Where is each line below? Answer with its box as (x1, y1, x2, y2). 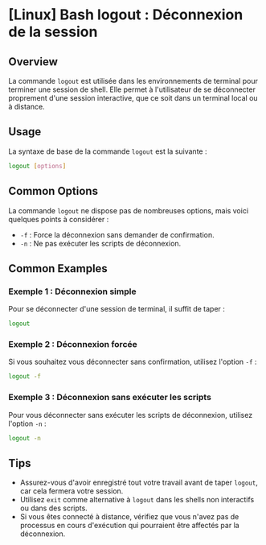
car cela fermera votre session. (19, 486, 124, 496)
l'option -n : (8, 419, 47, 428)
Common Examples (8, 262, 108, 275)
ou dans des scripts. (19, 503, 88, 513)
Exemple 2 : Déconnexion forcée (8, 338, 138, 349)
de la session (8, 23, 98, 41)
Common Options (8, 184, 99, 198)
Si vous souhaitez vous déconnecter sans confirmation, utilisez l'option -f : (8, 357, 257, 367)
